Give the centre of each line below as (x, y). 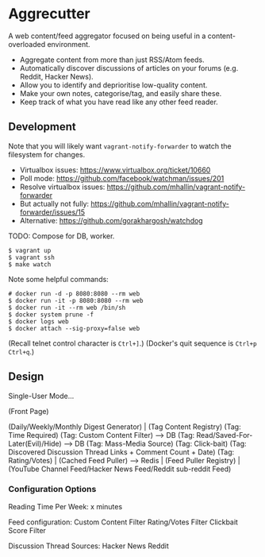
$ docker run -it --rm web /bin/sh (67, 308)
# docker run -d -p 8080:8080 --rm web (74, 294)
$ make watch (30, 264)
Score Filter (27, 530)
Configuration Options (52, 489)
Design (26, 377)
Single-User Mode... (41, 396)
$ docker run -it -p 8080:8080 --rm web (76, 300)
